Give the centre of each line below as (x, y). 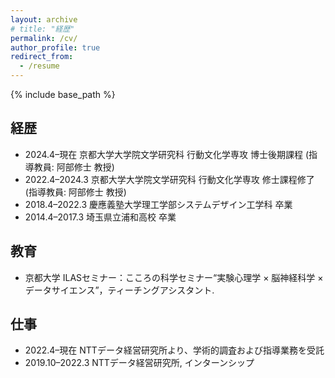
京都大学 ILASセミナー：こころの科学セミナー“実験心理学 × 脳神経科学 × (174, 277)
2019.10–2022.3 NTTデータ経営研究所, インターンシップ (139, 363)
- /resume (39, 66)
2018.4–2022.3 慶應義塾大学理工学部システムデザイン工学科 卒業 (158, 204)
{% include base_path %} (63, 94)
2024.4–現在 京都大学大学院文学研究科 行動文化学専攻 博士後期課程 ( (166, 154)
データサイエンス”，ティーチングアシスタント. (119, 290)
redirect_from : (42, 57)
